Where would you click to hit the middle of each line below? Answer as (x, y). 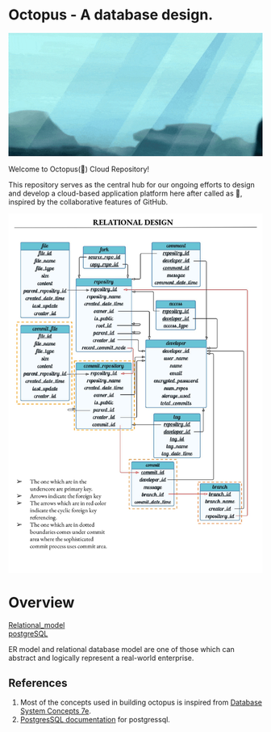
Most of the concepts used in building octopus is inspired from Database (141, 703)
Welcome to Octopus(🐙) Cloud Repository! (79, 169)
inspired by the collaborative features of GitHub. (88, 202)
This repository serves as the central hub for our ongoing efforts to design (132, 184)
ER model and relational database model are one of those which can (122, 649)
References (38, 683)
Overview (42, 602)
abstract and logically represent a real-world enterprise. (101, 658)
